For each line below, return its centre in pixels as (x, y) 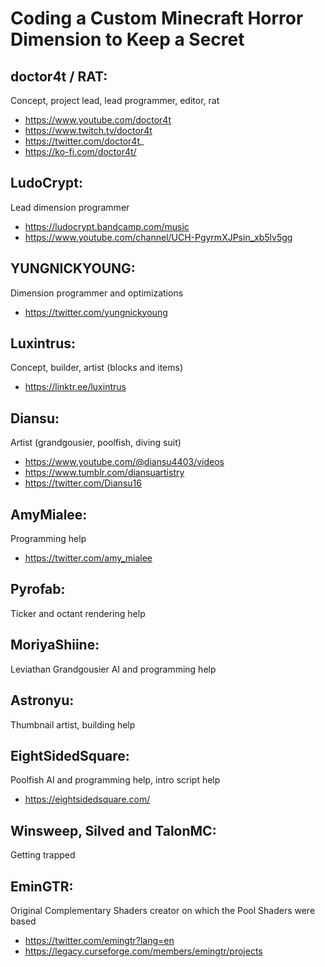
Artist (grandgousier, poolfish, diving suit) (96, 443)
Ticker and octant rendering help (78, 613)
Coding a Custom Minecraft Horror (157, 18)
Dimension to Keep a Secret (127, 39)
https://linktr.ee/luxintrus (75, 387)
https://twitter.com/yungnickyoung (96, 312)
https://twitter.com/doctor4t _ (84, 141)
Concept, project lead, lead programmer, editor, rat (115, 100)
